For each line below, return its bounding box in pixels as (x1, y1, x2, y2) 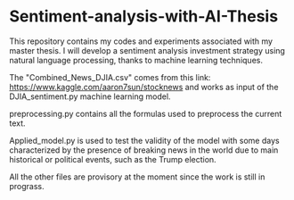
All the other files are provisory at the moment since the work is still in (9, 171, 265, 182)
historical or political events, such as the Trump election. (9, 154, 216, 164)
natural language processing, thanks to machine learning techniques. (9, 54, 263, 65)
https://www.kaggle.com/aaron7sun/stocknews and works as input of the (9, 81, 279, 92)
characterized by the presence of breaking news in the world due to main (9, 145, 279, 155)
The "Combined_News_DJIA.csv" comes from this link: (9, 71, 211, 82)
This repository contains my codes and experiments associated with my (9, 36, 274, 46)
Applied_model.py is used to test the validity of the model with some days (9, 135, 280, 146)
